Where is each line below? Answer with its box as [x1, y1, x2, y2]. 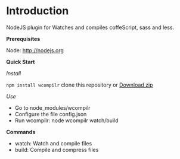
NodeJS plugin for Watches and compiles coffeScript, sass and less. [6, 24, 175, 31]
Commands [6, 128, 36, 135]
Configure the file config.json [14, 110, 87, 117]
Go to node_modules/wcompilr [14, 104, 91, 111]
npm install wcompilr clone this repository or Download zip [6, 81, 153, 88]
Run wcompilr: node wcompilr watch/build [14, 117, 119, 124]
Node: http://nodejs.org [6, 46, 64, 54]
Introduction [6, 4, 69, 18]
